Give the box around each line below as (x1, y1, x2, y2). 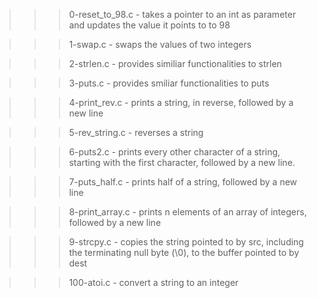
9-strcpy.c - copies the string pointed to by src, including (68, 236, 304, 248)
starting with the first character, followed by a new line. (68, 157, 296, 168)
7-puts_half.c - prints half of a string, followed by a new (68, 176, 298, 188)
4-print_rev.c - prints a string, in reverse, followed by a (68, 97, 294, 108)
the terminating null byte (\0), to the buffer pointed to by (68, 247, 300, 258)
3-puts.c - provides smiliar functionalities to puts (68, 77, 270, 89)
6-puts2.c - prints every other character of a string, (68, 146, 281, 158)
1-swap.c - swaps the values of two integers (68, 39, 252, 50)
